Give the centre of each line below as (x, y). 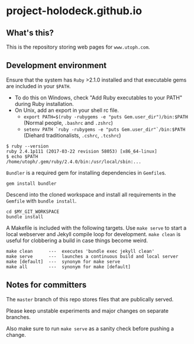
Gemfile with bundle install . (41, 201)
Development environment (56, 65)
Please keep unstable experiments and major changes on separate (87, 311)
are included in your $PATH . (38, 86)
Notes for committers (46, 285)
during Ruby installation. (44, 104)
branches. (18, 317)
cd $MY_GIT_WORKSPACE (33, 211)
